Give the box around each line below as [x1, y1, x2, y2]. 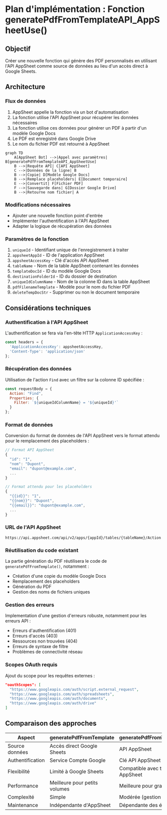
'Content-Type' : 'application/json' [9, 349, 85, 354]
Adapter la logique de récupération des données [12, 223, 112, 229]
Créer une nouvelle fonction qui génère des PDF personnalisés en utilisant [5, 58, 158, 63]
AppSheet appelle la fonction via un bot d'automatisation [12, 109, 129, 115]
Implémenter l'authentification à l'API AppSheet [12, 218, 109, 224]
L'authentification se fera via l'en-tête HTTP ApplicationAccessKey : [5, 330, 143, 336]
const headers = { [5, 339, 43, 344]
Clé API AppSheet [119, 757, 161, 764]
